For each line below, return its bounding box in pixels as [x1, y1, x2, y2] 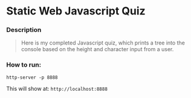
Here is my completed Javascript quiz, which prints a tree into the [21, 39, 186, 46]
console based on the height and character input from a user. [21, 46, 174, 53]
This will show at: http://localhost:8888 [6, 85, 108, 92]
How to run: [6, 61, 42, 69]
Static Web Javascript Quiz [6, 4, 146, 18]
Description [6, 26, 42, 34]
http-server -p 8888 [6, 74, 59, 81]
